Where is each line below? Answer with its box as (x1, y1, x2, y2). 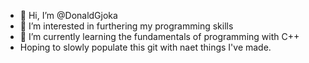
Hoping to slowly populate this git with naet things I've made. (19, 41, 272, 53)
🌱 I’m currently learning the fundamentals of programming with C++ (19, 31, 300, 42)
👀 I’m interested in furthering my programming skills (19, 20, 234, 32)
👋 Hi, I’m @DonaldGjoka (19, 10, 118, 21)
